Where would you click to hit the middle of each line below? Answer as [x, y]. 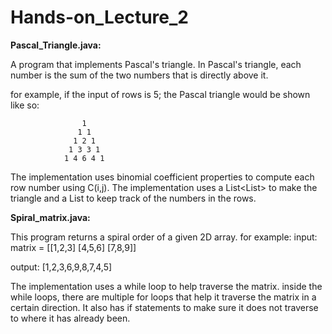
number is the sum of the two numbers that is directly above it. [139, 75]
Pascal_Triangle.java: [56, 45]
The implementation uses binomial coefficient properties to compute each [162, 177]
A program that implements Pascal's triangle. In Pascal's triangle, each [156, 64]
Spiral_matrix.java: [50, 217]
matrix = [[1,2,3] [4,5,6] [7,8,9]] [73, 247]
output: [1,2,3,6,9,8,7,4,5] [61, 267]
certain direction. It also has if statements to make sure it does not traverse [164, 307]
